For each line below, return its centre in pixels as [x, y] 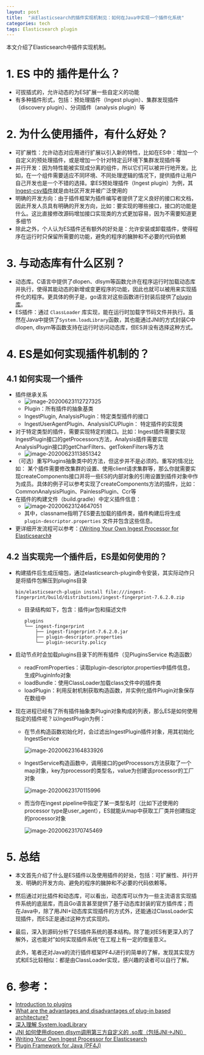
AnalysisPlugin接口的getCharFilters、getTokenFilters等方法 [90, 447]
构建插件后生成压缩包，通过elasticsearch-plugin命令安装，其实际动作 [102, 572]
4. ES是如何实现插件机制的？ [78, 354]
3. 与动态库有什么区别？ [66, 264]
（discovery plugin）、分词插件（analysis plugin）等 [80, 108]
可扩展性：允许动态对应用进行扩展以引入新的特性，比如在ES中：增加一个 [107, 153]
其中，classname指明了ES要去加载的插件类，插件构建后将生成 [102, 513]
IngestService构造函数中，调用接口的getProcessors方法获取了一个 [108, 763]
